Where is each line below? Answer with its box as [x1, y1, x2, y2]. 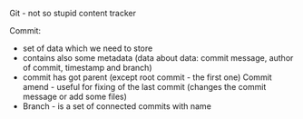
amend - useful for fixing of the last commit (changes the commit [22, 82, 267, 92]
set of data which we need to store [22, 43, 153, 54]
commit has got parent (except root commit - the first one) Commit [22, 72, 272, 83]
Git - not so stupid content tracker [9, 8, 136, 18]
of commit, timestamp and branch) [22, 63, 152, 73]
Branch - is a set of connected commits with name [22, 101, 211, 112]
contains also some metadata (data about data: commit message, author [22, 53, 294, 63]
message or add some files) [22, 91, 127, 102]
